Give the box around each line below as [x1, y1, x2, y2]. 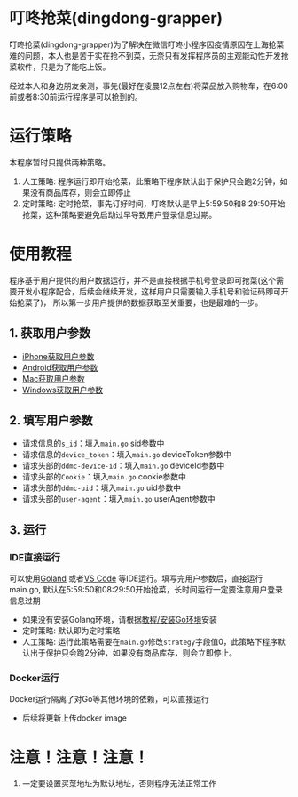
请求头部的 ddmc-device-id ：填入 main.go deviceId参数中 [21, 460, 225, 471]
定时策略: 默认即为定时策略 [21, 625, 121, 636]
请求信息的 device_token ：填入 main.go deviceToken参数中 [21, 449, 232, 460]
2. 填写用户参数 [9, 413, 93, 428]
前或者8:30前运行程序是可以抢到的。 [9, 91, 144, 102]
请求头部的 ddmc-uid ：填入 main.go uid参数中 [21, 482, 182, 494]
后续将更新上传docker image [21, 712, 127, 723]
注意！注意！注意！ [9, 747, 150, 768]
